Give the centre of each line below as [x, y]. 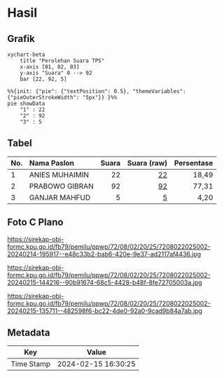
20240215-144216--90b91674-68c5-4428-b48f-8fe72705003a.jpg [105, 282]
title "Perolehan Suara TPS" [62, 61]
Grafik [21, 39]
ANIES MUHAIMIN [59, 175]
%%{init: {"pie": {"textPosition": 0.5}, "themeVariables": [97, 92]
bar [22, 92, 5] [44, 79]
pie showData [26, 103]
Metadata [29, 333]
